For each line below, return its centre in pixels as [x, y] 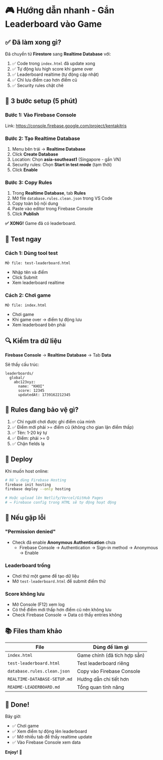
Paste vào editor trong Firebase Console [53, 209]
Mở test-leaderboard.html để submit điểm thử [59, 581]
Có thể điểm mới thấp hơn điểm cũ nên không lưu [62, 610]
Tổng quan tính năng [101, 687]
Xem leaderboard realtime [38, 282]
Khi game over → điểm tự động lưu [47, 320]
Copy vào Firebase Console [109, 671]
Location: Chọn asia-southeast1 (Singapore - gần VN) [67, 159]
